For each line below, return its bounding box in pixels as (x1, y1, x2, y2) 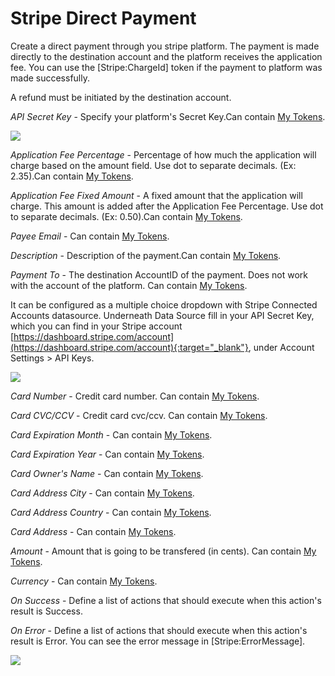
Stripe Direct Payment (10, 7, 197, 30)
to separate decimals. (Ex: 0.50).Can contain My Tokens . (10, 210, 243, 222)
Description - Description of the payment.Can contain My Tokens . (10, 249, 282, 261)
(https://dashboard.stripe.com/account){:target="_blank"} (10, 341, 249, 353)
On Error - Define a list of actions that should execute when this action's (10, 624, 308, 636)
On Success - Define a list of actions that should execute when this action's (10, 594, 322, 606)
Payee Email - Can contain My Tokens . (10, 230, 170, 242)
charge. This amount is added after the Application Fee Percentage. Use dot (10, 200, 324, 212)
